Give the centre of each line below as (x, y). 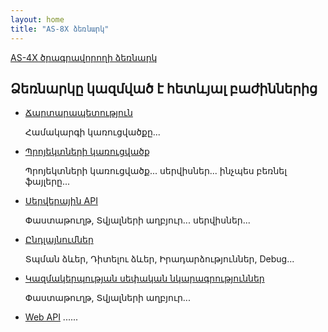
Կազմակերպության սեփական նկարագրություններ (144, 278)
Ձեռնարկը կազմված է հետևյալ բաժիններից (164, 88)
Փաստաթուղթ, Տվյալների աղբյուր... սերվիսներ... (137, 220)
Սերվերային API (61, 201)
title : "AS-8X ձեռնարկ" (60, 29)
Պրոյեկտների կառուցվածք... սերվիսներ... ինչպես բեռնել (155, 171)
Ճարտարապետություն (78, 113)
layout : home (37, 19)
